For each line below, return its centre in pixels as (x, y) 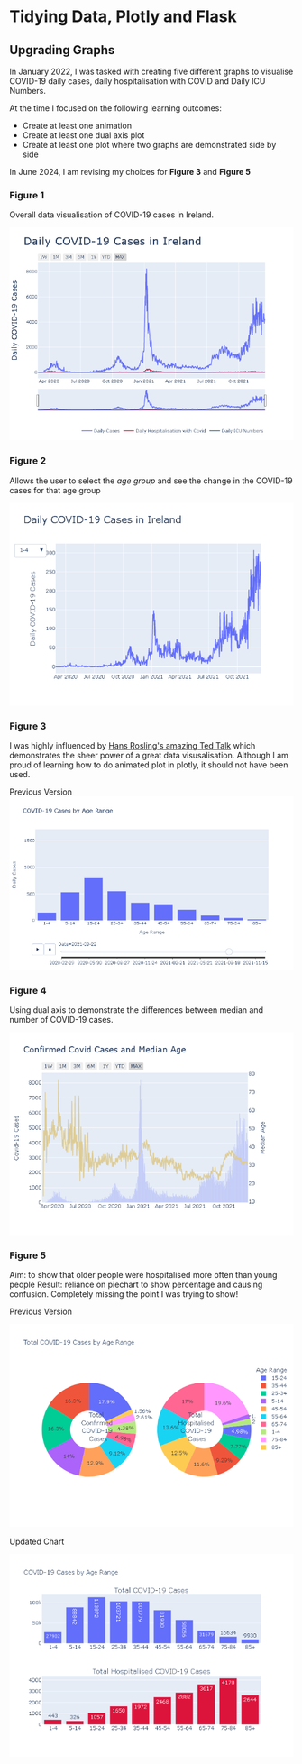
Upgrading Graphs (62, 50)
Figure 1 (27, 195)
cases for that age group (55, 490)
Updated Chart (37, 1542)
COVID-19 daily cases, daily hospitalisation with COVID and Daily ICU (137, 81)
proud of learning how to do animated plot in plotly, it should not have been (149, 765)
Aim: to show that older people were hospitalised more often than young (143, 1275)
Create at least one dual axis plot (83, 135)
